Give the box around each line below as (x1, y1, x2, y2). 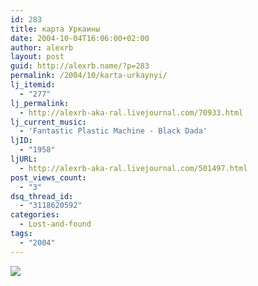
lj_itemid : (10, 80, 56, 90)
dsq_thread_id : (10, 191, 74, 201)
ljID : (10, 136, 33, 146)
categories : (10, 210, 60, 220)
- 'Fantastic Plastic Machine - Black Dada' (19, 126, 208, 136)
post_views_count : (10, 172, 87, 183)
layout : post (10, 52, 65, 62)
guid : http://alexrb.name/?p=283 (10, 61, 150, 71)
